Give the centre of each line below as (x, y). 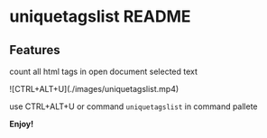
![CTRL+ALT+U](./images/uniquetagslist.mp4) (94, 89)
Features (35, 50)
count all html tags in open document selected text (104, 71)
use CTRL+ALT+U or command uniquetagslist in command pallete (134, 106)
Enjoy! (22, 124)
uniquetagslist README (100, 17)
